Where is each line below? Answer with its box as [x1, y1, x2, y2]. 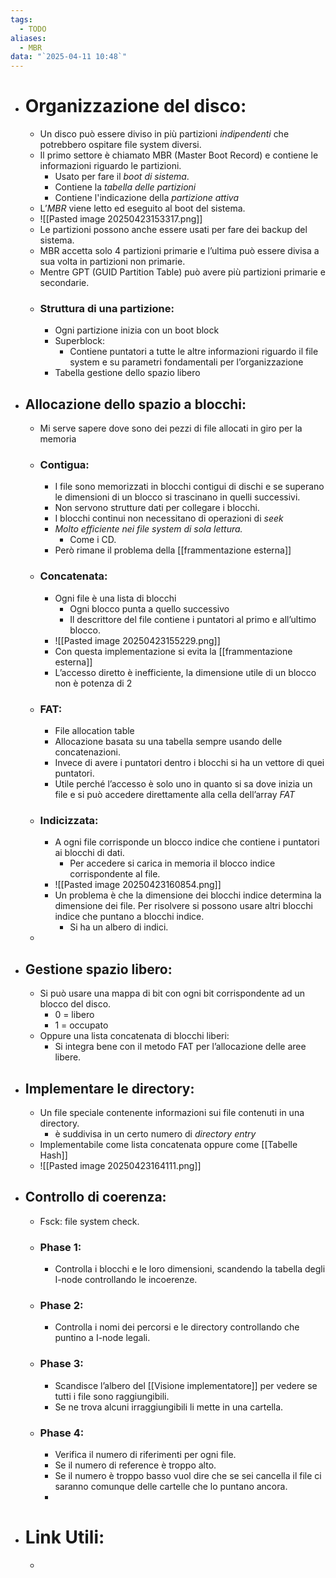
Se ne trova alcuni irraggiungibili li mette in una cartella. [54, 1401, 284, 1413]
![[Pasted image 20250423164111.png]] [39, 1159, 202, 1171]
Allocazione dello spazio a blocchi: [24, 396, 247, 413]
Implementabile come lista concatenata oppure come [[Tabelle [39, 1138, 298, 1150]
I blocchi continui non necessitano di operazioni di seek [54, 512, 284, 525]
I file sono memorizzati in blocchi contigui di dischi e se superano [54, 481, 325, 493]
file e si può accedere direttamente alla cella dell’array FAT [54, 789, 295, 801]
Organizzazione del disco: [24, 95, 247, 118]
